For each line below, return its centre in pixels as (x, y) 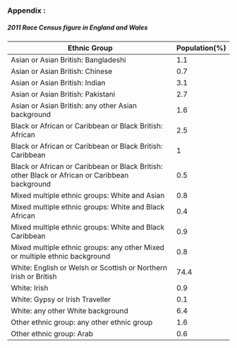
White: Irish (30, 287)
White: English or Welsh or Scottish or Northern (89, 268)
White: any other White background (69, 311)
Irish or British (34, 276)
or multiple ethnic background (61, 256)
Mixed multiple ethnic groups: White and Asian (88, 195)
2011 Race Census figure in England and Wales (78, 27)
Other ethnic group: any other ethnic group (82, 322)
